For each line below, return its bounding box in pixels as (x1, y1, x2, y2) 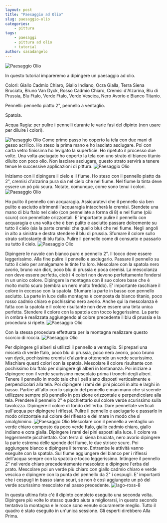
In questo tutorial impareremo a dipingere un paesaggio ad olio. (5, 72, 136, 78)
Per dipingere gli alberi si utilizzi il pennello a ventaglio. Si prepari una (5, 344, 148, 350)
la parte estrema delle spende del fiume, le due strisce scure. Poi (5, 440, 139, 446)
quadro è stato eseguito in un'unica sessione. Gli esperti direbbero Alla (5, 508, 151, 514)
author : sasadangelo (5, 49, 48, 54)
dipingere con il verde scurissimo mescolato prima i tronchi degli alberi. (5, 370, 152, 377)
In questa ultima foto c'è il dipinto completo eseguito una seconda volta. (5, 492, 153, 498)
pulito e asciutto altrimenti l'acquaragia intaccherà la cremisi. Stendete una (5, 204, 159, 210)
